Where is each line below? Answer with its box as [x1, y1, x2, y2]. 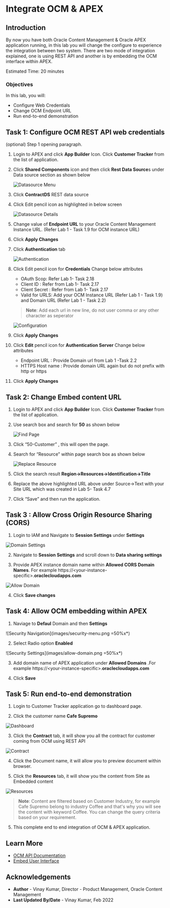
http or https [20, 368, 47, 374]
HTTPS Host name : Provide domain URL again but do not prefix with [20, 363, 165, 369]
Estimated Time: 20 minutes [6, 68, 64, 74]
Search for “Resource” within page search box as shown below [13, 451, 145, 457]
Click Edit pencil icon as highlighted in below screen [13, 201, 122, 207]
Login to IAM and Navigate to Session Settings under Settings [13, 532, 145, 538]
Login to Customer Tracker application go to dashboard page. [13, 703, 143, 709]
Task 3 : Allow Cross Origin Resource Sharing [6, 510, 152, 519]
